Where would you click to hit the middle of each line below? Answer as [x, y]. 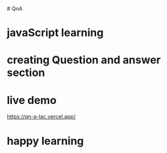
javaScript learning [55, 33]
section [26, 73]
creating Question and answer [84, 60]
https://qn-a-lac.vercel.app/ [41, 117]
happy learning [45, 141]
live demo [32, 100]
